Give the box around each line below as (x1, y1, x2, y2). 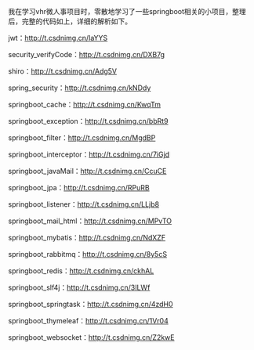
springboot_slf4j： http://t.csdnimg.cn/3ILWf (8, 283, 151, 292)
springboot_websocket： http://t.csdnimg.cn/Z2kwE (8, 333, 175, 342)
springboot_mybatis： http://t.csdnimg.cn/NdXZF (8, 233, 166, 242)
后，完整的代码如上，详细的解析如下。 (8, 16, 132, 26)
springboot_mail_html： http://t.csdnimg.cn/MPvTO (8, 216, 172, 226)
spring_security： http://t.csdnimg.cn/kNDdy (8, 83, 151, 92)
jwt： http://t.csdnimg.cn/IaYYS (8, 34, 108, 42)
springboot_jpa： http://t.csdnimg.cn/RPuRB (8, 183, 151, 192)
